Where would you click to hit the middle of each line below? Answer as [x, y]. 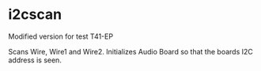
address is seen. [35, 60]
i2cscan [35, 15]
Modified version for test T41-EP [61, 36]
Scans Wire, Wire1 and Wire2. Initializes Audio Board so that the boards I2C [130, 51]
